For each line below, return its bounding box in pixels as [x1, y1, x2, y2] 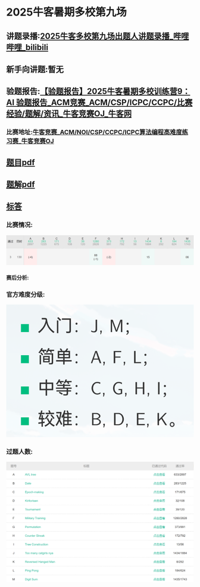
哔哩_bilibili [6, 42, 49, 52]
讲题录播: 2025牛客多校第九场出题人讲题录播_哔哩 [6, 31, 189, 41]
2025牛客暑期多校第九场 [6, 5, 127, 19]
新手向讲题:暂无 [6, 64, 64, 74]
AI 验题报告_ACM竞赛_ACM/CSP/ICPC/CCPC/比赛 [6, 98, 193, 108]
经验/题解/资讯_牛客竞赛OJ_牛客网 [6, 108, 132, 119]
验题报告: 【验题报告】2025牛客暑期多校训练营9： [6, 86, 190, 97]
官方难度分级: [6, 290, 45, 299]
